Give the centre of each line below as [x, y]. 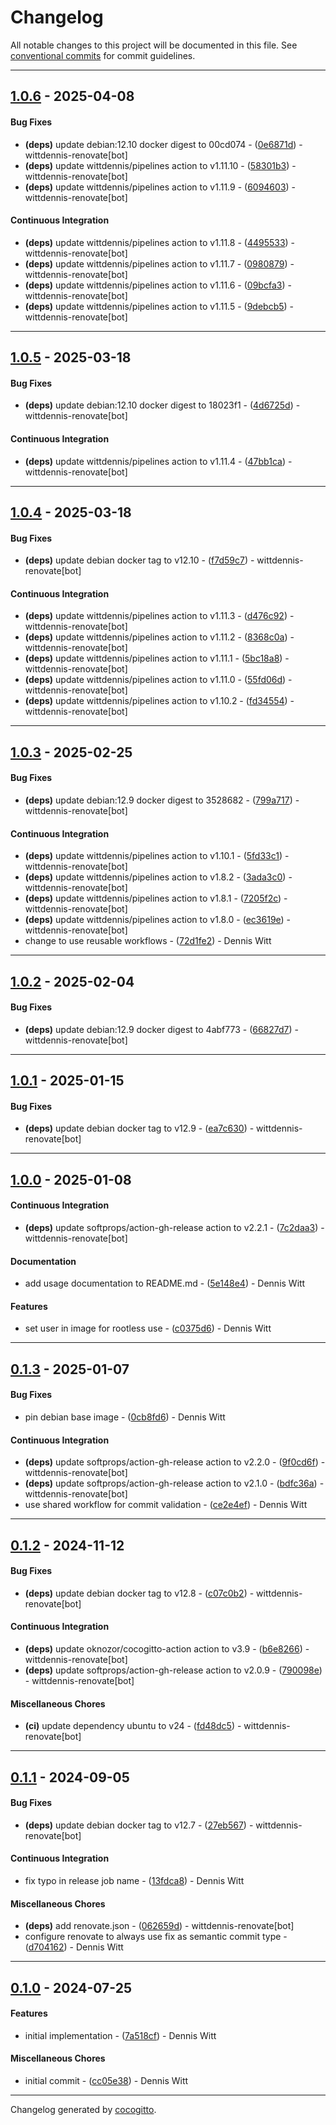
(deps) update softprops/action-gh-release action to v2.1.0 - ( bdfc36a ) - [174, 1483]
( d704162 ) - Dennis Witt [74, 1947]
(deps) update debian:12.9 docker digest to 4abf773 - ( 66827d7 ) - [162, 1029]
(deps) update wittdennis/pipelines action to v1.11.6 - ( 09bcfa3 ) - [158, 285]
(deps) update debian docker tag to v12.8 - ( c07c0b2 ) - [139, 1593]
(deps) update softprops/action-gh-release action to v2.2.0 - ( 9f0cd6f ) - [175, 1462]
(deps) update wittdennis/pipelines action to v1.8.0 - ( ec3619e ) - [158, 920]
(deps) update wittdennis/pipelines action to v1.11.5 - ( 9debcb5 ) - [159, 306]
